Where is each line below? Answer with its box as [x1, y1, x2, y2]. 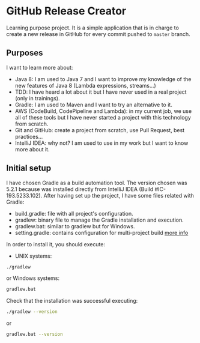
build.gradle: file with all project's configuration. [14, 210, 133, 217]
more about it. [14, 145, 50, 153]
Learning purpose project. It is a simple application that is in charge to [6, 24, 179, 31]
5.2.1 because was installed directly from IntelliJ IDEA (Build [6, 185, 154, 193]
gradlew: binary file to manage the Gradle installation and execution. [14, 216, 184, 223]
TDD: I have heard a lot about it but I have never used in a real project [14, 88, 187, 96]
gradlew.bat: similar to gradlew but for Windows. [14, 222, 135, 229]
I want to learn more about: [6, 64, 73, 71]
